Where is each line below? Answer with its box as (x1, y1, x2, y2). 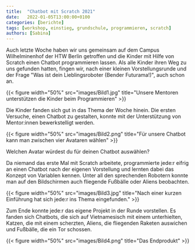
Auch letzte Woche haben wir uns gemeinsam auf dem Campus (6, 46, 160, 53)
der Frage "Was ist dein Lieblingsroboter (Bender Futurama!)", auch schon (6, 72, 185, 79)
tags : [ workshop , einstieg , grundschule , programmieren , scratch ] (6, 25, 172, 31)
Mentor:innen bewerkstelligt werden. (6, 119, 95, 126)
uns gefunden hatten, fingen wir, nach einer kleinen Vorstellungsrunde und (6, 65, 187, 72)
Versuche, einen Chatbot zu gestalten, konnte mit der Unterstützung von (6, 113, 182, 120)
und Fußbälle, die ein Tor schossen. (6, 226, 92, 233)
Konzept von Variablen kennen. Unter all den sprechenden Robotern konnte (6, 172, 189, 179)
